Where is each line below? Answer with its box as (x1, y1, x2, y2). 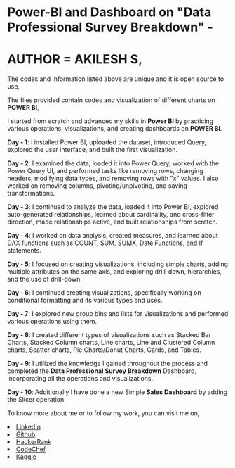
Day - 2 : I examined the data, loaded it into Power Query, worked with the (7, 159, 220, 167)
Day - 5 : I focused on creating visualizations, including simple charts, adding (7, 260, 229, 268)
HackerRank (16, 438, 52, 446)
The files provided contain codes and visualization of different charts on (7, 96, 215, 104)
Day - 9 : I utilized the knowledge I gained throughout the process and (7, 360, 208, 368)
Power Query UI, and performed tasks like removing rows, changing (7, 167, 203, 175)
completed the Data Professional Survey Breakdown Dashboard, (7, 367, 197, 375)
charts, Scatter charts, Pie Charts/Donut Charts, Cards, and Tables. (7, 346, 201, 354)
